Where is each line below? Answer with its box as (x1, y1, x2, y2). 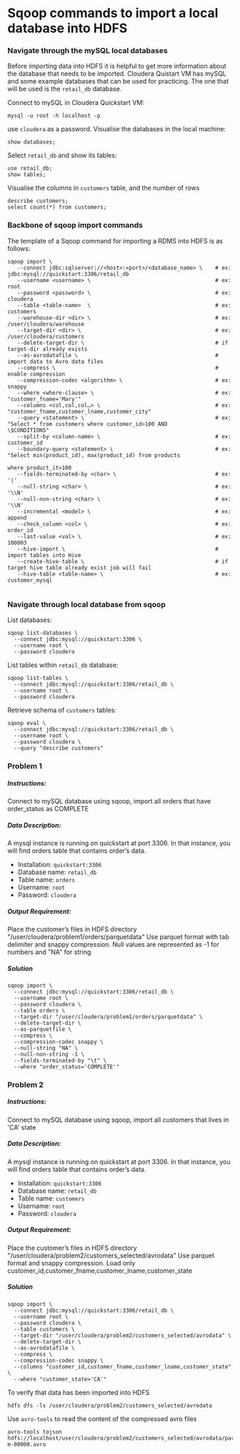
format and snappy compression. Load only (7, 1258, 136, 1267)
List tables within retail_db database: (7, 661, 119, 669)
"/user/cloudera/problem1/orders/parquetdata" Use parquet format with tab (7, 932, 230, 941)
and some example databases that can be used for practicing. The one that (7, 77, 229, 86)
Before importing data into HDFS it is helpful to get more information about (7, 62, 226, 71)
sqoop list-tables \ (7, 675, 69, 682)
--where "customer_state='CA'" (14, 1375, 107, 1383)
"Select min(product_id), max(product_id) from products (7, 451, 181, 458)
